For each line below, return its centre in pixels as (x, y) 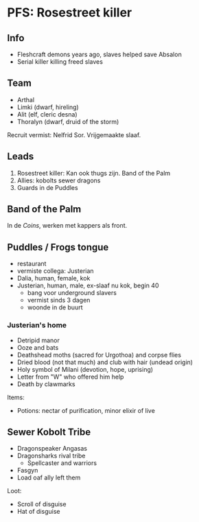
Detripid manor (38, 340)
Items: (16, 397)
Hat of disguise (38, 512)
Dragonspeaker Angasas (52, 449)
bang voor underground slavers (72, 293)
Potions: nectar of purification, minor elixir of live (86, 410)
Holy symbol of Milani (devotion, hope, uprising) (85, 369)
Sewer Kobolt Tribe (49, 432)
